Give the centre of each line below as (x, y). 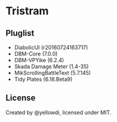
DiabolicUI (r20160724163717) (51, 47)
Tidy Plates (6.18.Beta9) (43, 79)
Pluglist (20, 33)
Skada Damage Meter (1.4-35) (51, 66)
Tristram (27, 11)
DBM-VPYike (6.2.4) (39, 60)
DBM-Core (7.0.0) (36, 54)
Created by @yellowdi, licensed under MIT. (59, 112)
